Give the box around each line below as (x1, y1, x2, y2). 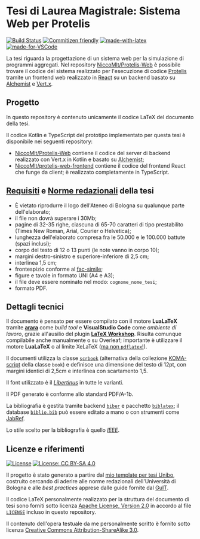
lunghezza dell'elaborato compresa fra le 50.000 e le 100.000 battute (14, 234, 186, 241)
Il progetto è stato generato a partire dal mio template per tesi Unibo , (6, 471, 175, 479)
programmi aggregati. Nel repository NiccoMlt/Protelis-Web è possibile (6, 61, 181, 68)
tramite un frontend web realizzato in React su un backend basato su (6, 74, 176, 81)
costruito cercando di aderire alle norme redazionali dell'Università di (6, 478, 176, 485)
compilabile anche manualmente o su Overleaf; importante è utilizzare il (6, 337, 183, 344)
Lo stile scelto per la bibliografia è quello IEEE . (6, 426, 120, 434)
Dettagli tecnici (6, 301, 64, 312)
